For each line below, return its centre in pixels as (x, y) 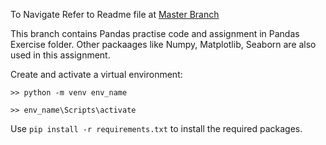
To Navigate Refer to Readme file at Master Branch (115, 14)
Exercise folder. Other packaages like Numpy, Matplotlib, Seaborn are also (163, 44)
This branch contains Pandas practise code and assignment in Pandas (155, 33)
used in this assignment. (60, 55)
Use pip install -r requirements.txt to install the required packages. (156, 128)
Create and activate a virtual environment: (96, 74)
